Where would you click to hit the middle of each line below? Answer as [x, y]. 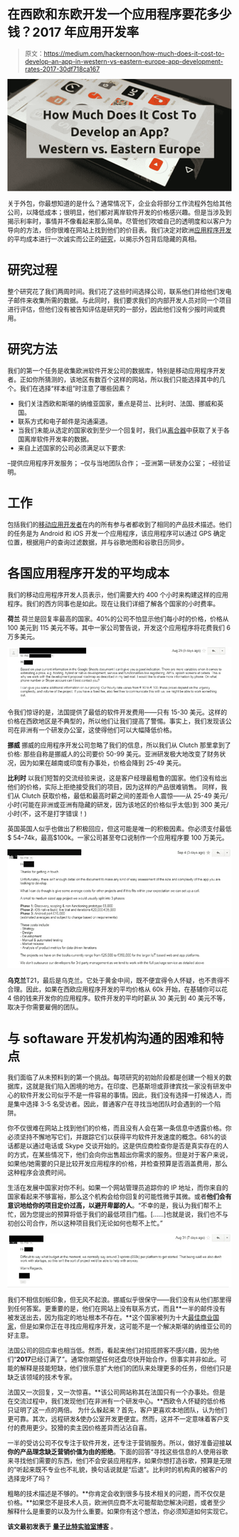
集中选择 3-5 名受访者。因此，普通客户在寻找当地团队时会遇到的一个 [114, 1104]
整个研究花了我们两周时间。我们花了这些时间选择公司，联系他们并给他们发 [116, 291]
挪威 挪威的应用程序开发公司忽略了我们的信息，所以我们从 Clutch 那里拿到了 [119, 745]
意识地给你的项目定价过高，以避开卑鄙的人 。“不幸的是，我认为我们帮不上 [115, 1205]
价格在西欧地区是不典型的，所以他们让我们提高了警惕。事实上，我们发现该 [116, 721]
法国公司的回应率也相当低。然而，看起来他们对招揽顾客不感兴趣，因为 [110, 1351]
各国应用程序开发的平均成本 [89, 573]
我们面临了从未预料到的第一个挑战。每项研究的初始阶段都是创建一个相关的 [116, 1077]
